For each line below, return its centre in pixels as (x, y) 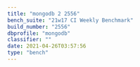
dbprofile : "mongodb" (39, 33)
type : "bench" (28, 53)
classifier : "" (30, 40)
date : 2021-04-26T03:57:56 (47, 46)
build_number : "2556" (39, 27)
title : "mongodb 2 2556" (44, 14)
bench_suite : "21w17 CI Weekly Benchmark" (70, 20)
